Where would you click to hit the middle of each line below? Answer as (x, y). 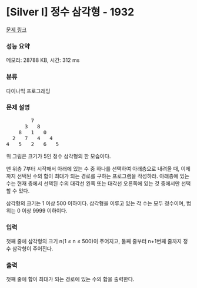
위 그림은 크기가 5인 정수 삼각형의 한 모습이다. (59, 156)
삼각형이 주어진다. (33, 249)
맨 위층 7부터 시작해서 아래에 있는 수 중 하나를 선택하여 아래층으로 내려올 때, (93, 168)
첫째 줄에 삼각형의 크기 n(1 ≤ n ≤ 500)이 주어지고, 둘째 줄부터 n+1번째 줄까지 (94, 241)
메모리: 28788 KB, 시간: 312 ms (43, 60)
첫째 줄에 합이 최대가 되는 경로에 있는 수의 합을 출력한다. (70, 279)
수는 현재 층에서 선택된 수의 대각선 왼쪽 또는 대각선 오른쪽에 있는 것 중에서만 (93, 183)
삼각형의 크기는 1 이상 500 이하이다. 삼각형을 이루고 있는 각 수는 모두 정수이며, (96, 203)
